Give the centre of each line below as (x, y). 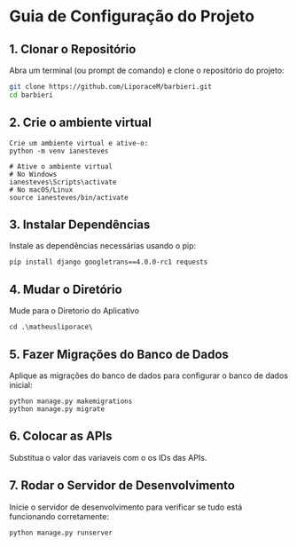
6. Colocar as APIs (61, 436)
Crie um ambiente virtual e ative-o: (79, 143)
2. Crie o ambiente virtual (81, 123)
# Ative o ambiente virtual (61, 166)
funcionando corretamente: (59, 516)
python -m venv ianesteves (59, 151)
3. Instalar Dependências (80, 224)
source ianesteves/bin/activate (69, 197)
